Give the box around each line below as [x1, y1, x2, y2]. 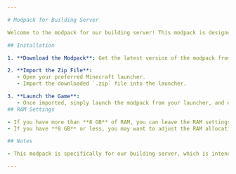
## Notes [7, 138, 33, 145]
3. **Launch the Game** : [7, 93, 80, 100]
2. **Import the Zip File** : [7, 67, 93, 74]
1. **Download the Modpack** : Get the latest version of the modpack [7, 54, 216, 62]
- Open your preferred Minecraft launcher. [16, 74, 146, 81]
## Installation [7, 41, 55, 49]
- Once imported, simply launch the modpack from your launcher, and [16, 99, 225, 106]
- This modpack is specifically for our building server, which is [7, 150, 209, 158]
